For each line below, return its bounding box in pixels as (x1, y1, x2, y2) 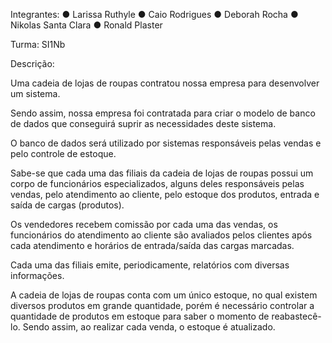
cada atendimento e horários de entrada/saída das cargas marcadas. (10, 240, 295, 251)
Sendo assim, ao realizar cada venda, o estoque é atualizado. (22, 321, 276, 333)
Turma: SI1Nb (10, 39, 66, 50)
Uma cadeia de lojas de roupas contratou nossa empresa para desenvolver (10, 77, 320, 89)
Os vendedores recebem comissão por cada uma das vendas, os (10, 219, 278, 230)
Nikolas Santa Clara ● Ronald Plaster (10, 19, 163, 31)
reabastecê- (271, 310, 322, 322)
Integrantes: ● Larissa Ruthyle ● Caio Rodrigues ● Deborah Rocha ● (10, 9, 299, 20)
